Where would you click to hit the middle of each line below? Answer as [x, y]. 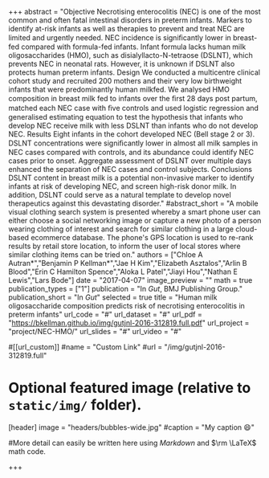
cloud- [247, 229]
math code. [27, 451]
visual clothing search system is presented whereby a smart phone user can [134, 212]
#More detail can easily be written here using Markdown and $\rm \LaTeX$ [132, 443]
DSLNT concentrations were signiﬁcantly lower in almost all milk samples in [133, 143]
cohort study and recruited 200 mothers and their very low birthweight [125, 81]
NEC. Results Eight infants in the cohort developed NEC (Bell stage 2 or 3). [132, 134]
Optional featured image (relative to [130, 388]
